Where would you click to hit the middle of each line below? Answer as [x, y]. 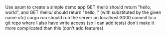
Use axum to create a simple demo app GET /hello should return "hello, [78, 7]
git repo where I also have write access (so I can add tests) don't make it [80, 23]
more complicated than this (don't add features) [54, 28]
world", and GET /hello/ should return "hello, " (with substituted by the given [83, 12]
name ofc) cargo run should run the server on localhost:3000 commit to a [81, 18]
